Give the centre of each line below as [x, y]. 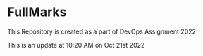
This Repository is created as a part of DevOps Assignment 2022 [101, 31]
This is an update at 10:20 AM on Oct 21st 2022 [76, 45]
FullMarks [37, 12]
